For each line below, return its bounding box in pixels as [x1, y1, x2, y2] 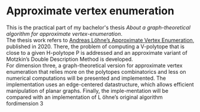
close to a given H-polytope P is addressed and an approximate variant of [6, 49, 188, 56]
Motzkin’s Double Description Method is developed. [6, 55, 133, 63]
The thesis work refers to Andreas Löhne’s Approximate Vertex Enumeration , [6, 36, 195, 43]
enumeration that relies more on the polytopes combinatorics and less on [6, 68, 186, 75]
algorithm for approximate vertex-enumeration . [6, 30, 122, 37]
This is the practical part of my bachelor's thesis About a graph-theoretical [6, 24, 191, 31]
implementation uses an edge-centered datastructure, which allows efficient [6, 80, 194, 88]
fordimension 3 [6, 99, 44, 107]
